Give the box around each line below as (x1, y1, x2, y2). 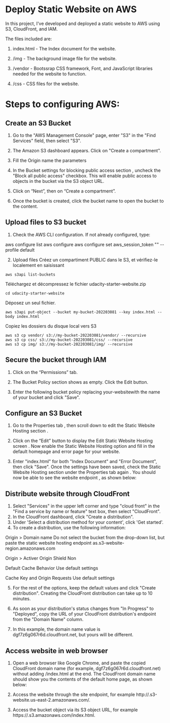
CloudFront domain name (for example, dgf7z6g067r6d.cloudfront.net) (12, 665, 161, 671)
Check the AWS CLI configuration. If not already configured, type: (12, 231, 151, 237)
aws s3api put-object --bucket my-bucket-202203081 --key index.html (5, 309, 156, 314)
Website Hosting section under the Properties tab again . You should (12, 469, 156, 475)
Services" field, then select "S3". (12, 138, 81, 144)
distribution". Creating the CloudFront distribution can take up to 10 (12, 590, 153, 597)
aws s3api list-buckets (5, 272, 56, 277)
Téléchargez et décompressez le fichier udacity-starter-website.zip (5, 281, 146, 287)
